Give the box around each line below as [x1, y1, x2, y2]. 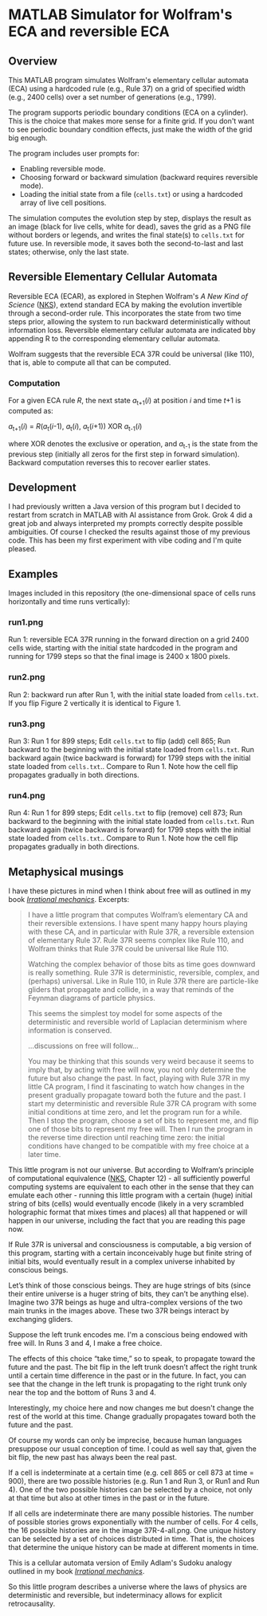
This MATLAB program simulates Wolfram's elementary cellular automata [8, 76, 249, 84]
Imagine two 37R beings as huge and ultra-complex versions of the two [8, 1297, 243, 1308]
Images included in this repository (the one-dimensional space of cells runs [8, 588, 257, 598]
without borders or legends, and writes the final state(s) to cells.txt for [8, 230, 245, 240]
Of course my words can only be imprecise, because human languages [8, 1436, 242, 1445]
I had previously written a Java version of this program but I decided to [8, 502, 241, 512]
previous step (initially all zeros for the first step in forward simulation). [8, 449, 240, 459]
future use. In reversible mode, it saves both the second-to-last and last [8, 239, 244, 248]
